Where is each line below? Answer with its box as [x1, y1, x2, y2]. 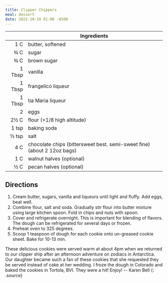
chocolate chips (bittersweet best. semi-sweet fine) [28, 141, 150, 148]
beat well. [12, 199, 33, 205]
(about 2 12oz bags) [28, 147, 76, 154]
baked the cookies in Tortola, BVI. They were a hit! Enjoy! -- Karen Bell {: [5, 267, 154, 273]
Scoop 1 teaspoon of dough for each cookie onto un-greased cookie [12, 231, 153, 237]
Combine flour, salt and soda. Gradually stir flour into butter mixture [12, 204, 152, 210]
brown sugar [28, 57, 58, 64]
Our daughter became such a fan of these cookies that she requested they [5, 256, 159, 262]
